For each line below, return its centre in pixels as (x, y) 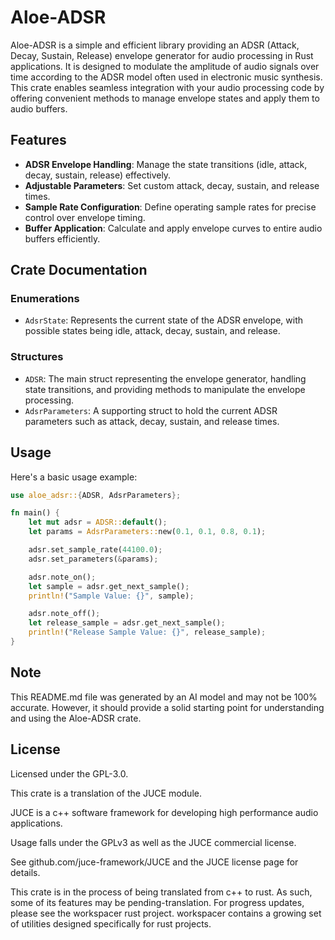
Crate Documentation (79, 270)
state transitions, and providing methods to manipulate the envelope (165, 389)
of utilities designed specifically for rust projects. (111, 923)
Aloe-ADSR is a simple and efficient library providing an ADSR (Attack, (155, 45)
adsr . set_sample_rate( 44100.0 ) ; (95, 550)
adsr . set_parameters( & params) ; (93, 559)
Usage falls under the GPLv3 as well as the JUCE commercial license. (153, 842)
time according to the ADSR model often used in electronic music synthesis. (166, 77)
